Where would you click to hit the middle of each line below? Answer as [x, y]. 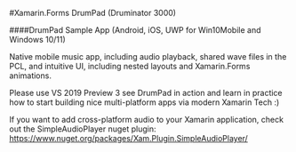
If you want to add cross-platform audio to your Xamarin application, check [147, 120]
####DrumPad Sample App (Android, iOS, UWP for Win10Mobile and [135, 30]
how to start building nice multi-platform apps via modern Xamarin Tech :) [144, 102]
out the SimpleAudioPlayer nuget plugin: [83, 129]
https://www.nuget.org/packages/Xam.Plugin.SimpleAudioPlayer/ [129, 138]
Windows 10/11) [38, 40]
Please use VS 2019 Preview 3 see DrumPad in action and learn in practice [146, 93]
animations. [30, 76]
